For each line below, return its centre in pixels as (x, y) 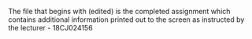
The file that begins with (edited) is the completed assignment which (119, 11)
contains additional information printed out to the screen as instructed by (126, 19)
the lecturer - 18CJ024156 (50, 28)
